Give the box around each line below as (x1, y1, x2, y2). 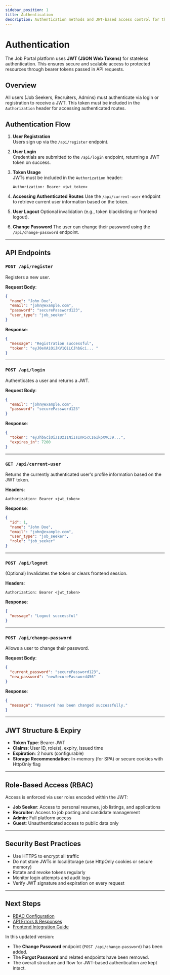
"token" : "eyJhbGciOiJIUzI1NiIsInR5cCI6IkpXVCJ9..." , (10, 435, 125, 440)
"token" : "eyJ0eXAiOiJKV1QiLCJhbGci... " (10, 345, 99, 351)
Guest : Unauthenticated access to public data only (12, 820, 119, 826)
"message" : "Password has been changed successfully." (10, 703, 128, 708)
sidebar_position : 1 (5, 7, 49, 13)
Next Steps (5, 899, 41, 908)
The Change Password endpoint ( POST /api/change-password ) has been (12, 943, 163, 949)
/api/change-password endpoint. (12, 229, 79, 235)
